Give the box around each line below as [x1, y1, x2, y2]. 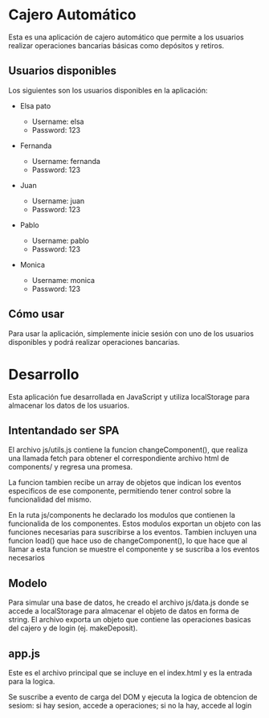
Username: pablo [31, 236, 90, 245]
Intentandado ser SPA [8, 424, 120, 437]
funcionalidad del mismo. [8, 494, 92, 504]
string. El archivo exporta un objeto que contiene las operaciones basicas [8, 615, 251, 625]
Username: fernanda [31, 156, 100, 166]
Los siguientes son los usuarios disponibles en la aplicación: [8, 85, 208, 95]
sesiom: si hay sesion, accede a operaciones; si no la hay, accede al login [8, 700, 252, 710]
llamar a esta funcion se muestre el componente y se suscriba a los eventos [8, 544, 259, 554]
